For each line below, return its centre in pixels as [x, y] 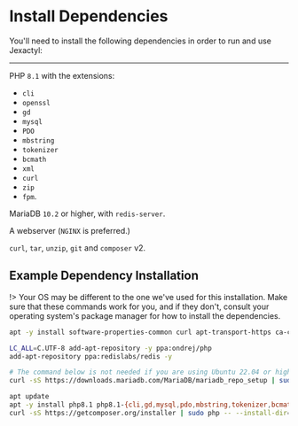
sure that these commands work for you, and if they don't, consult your [139, 306]
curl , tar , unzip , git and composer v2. [78, 248]
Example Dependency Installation [104, 276]
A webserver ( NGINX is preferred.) [70, 230]
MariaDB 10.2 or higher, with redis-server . [87, 213]
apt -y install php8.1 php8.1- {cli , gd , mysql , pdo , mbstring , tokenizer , [141, 405]
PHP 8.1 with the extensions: [62, 75]
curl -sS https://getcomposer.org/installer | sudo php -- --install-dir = [150, 413]
